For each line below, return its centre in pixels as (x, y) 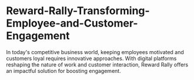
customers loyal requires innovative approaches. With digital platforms (91, 58)
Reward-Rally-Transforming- (78, 11)
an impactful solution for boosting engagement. (64, 71)
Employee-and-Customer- (72, 23)
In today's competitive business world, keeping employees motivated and (95, 52)
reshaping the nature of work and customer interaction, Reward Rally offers (97, 64)
